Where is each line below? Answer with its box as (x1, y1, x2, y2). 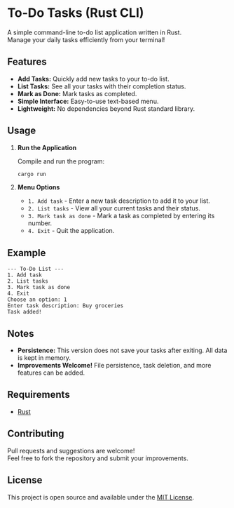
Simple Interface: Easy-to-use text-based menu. (17, 97, 159, 105)
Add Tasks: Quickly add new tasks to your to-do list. (17, 74, 170, 83)
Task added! (7, 309, 42, 316)
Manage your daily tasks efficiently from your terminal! (7, 35, 165, 44)
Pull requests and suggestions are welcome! (7, 446, 135, 455)
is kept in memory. (17, 354, 71, 362)
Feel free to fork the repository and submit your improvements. (7, 454, 189, 462)
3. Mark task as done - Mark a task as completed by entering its (27, 212, 215, 220)
